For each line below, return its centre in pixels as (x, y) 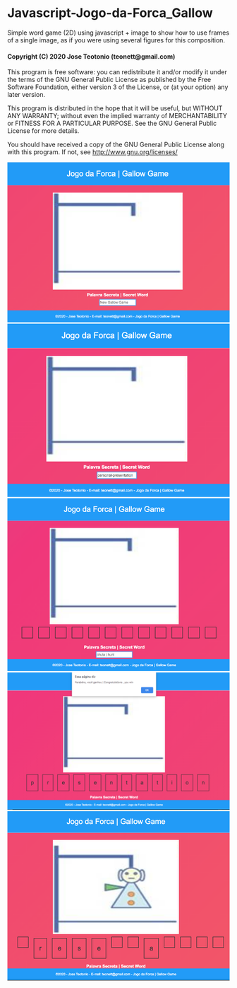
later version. (26, 95)
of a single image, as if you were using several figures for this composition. (116, 40)
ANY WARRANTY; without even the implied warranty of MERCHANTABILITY (117, 116)
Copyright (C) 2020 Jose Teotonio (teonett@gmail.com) (91, 56)
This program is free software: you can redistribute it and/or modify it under (117, 72)
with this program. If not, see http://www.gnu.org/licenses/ (92, 152)
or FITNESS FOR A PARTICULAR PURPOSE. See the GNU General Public (112, 123)
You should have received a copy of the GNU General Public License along (116, 145)
